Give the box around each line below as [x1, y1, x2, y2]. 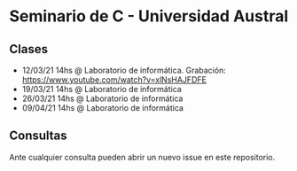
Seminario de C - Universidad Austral [9, 6, 289, 27]
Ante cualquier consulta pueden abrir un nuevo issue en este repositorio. [9, 152, 276, 162]
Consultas [9, 128, 68, 144]
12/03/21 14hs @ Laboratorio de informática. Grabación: [21, 65, 226, 75]
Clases [9, 42, 49, 57]
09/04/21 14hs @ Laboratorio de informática [21, 103, 184, 113]
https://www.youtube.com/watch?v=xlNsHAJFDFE [21, 74, 207, 85]
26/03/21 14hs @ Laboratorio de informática [21, 93, 184, 104]
